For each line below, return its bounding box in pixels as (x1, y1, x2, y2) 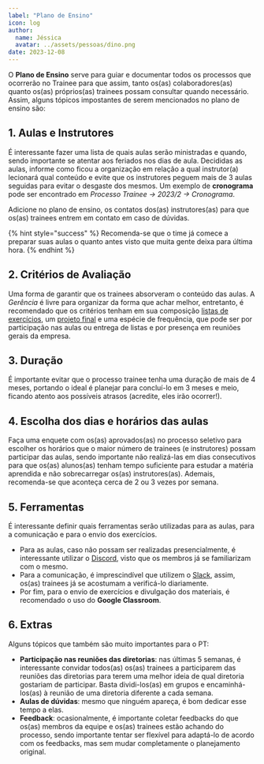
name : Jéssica (15, 33, 61, 42)
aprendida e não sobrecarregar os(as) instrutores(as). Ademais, (8, 469, 215, 479)
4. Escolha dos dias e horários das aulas (8, 414, 209, 427)
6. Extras (8, 618, 53, 632)
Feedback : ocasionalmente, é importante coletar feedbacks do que (19, 713, 239, 723)
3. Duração (8, 354, 63, 367)
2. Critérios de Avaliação (8, 268, 132, 281)
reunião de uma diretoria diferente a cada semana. (50, 688, 214, 698)
